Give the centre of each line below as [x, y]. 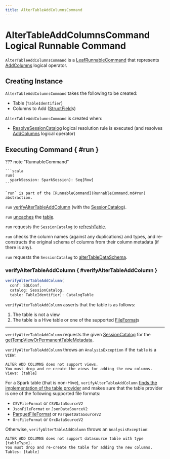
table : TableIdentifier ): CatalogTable [52, 295]
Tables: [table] [22, 452]
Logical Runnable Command [66, 46]
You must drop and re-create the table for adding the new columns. [79, 447]
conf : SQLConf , [26, 286]
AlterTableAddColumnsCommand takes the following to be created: [71, 93]
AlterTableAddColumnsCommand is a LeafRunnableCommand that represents [82, 60]
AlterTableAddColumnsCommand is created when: [54, 118]
